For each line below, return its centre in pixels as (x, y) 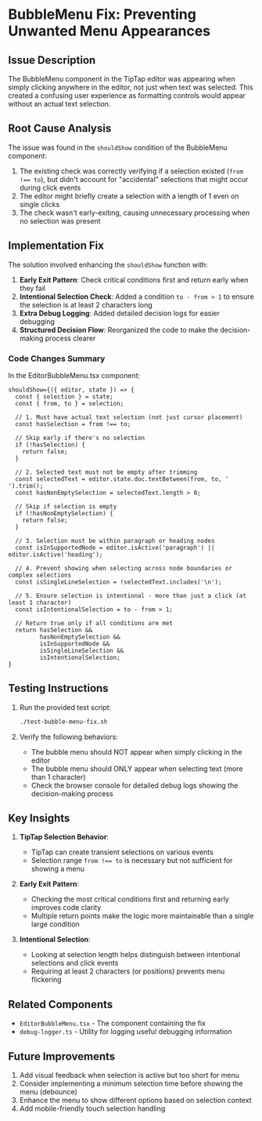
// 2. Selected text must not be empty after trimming (106, 472)
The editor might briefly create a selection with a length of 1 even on (129, 196)
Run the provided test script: (65, 707)
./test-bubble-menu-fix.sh (63, 722)
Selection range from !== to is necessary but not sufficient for (132, 861)
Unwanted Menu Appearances (109, 31)
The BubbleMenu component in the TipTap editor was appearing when (122, 79)
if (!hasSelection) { (50, 445)
